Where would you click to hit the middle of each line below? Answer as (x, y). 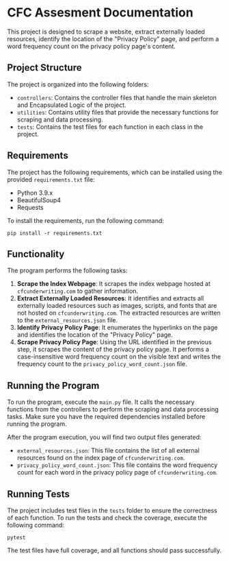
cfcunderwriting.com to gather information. (78, 291)
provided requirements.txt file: (51, 179)
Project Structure (44, 68)
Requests (30, 207)
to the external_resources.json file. (67, 320)
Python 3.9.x (35, 193)
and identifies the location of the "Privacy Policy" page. (95, 335)
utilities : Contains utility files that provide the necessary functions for (118, 112)
